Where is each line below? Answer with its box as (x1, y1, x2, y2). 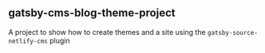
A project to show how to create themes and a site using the (8, 27, 206, 36)
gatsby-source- (207, 28, 258, 36)
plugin (49, 36, 70, 45)
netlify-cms (8, 37, 48, 45)
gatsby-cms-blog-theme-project (8, 6, 176, 20)
